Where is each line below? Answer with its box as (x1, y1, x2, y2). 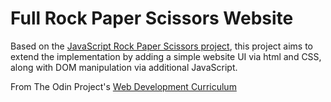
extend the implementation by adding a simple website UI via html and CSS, (10, 50, 322, 62)
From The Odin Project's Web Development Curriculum (10, 80, 237, 92)
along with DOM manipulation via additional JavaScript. (10, 61, 238, 73)
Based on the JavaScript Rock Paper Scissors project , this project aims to (10, 40, 313, 52)
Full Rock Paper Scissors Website (10, 7, 294, 30)
